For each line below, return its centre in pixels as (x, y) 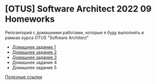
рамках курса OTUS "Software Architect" (47, 38)
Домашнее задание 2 (34, 52)
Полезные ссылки (24, 77)
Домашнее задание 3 (34, 57)
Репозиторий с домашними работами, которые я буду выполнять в (74, 32)
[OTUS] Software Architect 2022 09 (78, 9)
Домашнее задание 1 (34, 47)
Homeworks (30, 19)
